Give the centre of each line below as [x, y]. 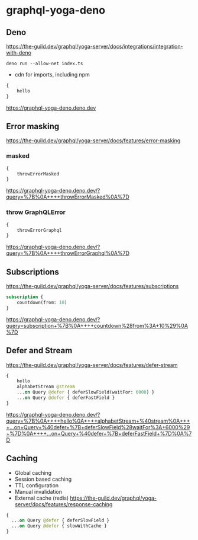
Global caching [33, 472]
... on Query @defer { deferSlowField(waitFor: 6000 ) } [86, 392]
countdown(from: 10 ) [42, 302]
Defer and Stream [39, 351]
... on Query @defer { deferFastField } [66, 398]
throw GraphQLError [36, 212]
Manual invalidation [38, 491]
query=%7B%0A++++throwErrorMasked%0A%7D [68, 197]
